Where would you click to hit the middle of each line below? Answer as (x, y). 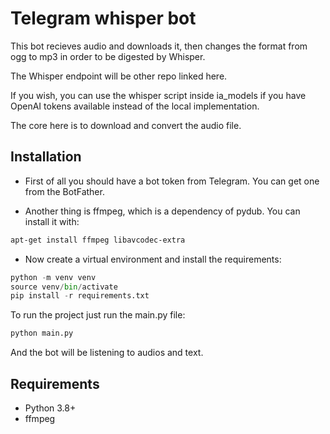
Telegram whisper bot (103, 18)
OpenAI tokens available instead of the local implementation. (135, 106)
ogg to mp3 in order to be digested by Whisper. (108, 56)
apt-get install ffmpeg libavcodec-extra (98, 240)
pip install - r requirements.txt (80, 296)
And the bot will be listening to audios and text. (107, 353)
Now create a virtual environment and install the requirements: (153, 259)
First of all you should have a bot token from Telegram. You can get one (172, 181)
